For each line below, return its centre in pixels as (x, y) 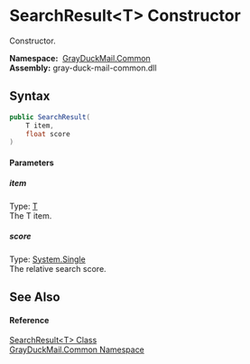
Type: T (23, 206)
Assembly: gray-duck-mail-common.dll (83, 68)
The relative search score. (58, 268)
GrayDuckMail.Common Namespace (77, 350)
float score (48, 134)
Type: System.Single (47, 259)
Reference (29, 320)
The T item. (31, 215)
